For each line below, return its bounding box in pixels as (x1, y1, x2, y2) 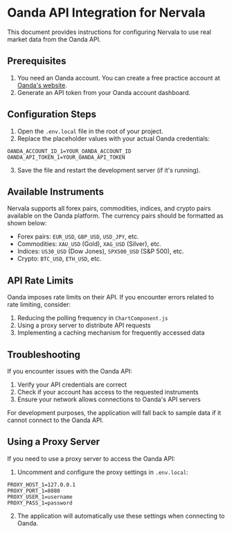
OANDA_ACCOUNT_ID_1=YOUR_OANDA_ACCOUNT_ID (7, 148, 132, 155)
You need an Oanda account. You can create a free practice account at (17, 73, 220, 82)
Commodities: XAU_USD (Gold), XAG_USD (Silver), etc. (17, 240, 161, 248)
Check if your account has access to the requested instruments (17, 388, 199, 396)
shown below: (7, 219, 47, 227)
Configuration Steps (7, 109, 97, 121)
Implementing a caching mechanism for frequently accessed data (17, 329, 205, 337)
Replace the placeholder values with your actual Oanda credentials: (17, 134, 210, 143)
